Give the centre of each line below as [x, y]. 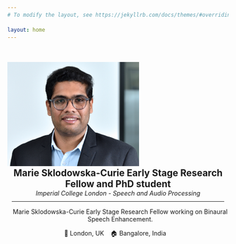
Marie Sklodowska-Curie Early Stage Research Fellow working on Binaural [120, 212]
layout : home [26, 30]
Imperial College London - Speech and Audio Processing [118, 193]
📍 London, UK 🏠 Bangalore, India [115, 233]
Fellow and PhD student [118, 184]
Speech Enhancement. [120, 219]
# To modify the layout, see [50, 15]
